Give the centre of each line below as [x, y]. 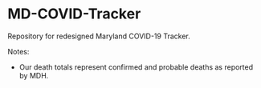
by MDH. [34, 75]
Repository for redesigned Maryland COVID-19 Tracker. [99, 36]
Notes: [18, 51]
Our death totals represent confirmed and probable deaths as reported [136, 67]
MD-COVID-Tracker [74, 14]
